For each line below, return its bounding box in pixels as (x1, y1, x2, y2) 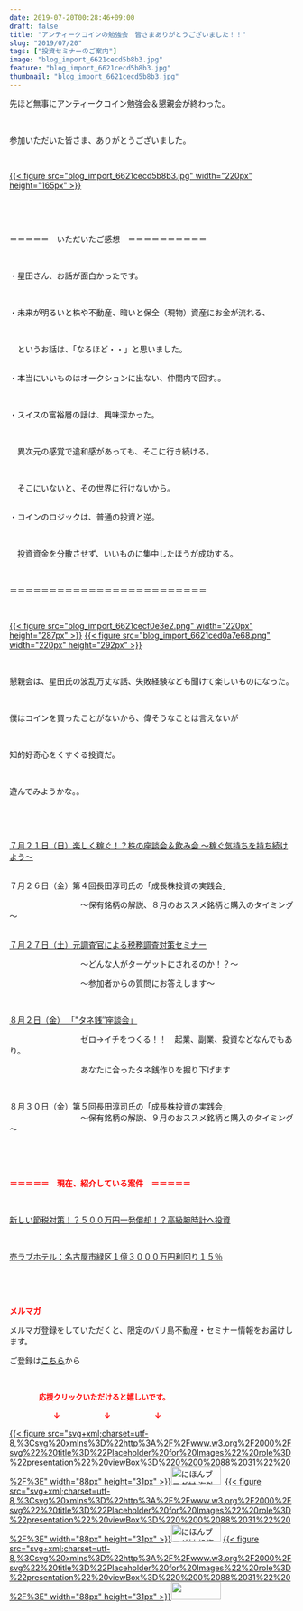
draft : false (9, 22, 59, 31)
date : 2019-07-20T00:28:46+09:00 (9, 13, 135, 23)
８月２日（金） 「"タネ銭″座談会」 (9, 1014, 138, 1026)
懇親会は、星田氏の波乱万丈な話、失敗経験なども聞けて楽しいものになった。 (9, 675, 294, 687)
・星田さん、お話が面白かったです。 (9, 270, 143, 281)
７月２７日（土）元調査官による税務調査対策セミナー (9, 939, 207, 950)
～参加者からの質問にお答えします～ (79, 978, 215, 988)
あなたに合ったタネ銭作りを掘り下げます (79, 1063, 231, 1075)
